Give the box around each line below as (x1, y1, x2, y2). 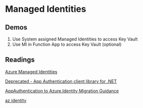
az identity (5, 97, 27, 103)
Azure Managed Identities (5, 69, 58, 74)
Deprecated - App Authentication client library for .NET (5, 78, 117, 84)
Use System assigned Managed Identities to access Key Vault (12, 36, 138, 42)
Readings (5, 56, 35, 64)
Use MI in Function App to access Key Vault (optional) (12, 41, 122, 47)
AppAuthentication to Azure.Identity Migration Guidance (5, 88, 119, 94)
